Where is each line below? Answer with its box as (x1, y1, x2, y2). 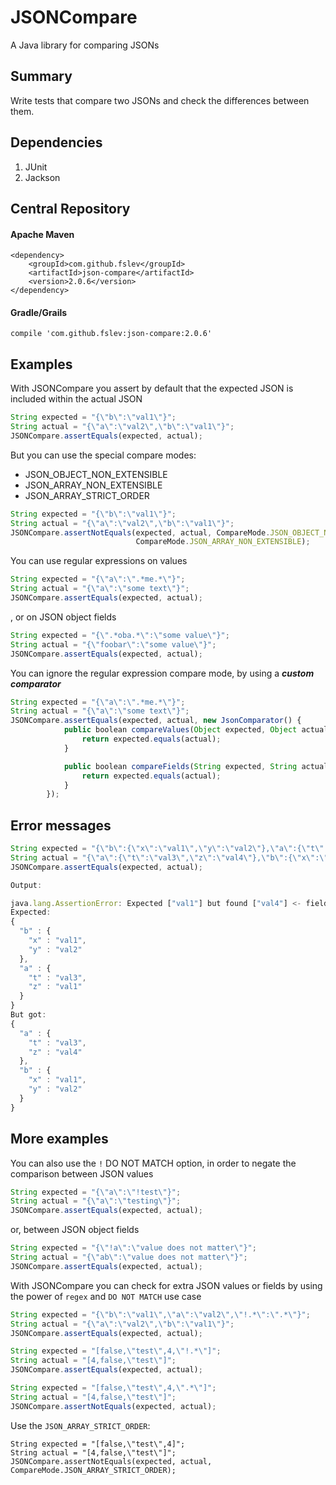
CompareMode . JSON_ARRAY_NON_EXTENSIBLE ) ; (135, 537, 311, 547)
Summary (10, 68, 73, 85)
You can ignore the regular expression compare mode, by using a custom (10, 667, 315, 679)
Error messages (10, 817, 112, 834)
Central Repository (10, 200, 131, 217)
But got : (10, 1010, 47, 1020)
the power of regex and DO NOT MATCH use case (10, 1290, 202, 1302)
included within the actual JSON (10, 393, 143, 405)
